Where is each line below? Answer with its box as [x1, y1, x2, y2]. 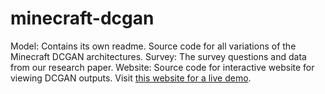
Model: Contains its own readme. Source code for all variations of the [10, 40, 297, 52]
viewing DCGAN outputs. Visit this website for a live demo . [10, 72, 252, 84]
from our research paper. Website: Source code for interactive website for [10, 61, 315, 73]
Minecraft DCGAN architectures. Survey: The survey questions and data [10, 50, 307, 62]
